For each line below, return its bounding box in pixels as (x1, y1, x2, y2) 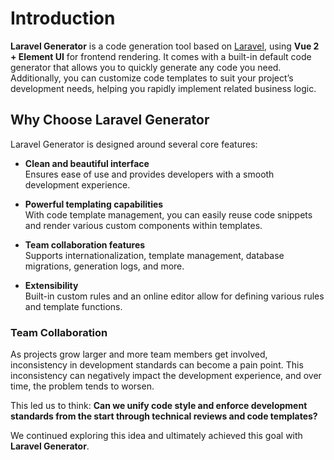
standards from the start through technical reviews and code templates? (10, 410, 318, 422)
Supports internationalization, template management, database (24, 249, 285, 261)
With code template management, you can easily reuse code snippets (24, 208, 313, 221)
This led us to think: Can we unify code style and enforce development (10, 400, 308, 412)
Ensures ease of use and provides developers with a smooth (24, 168, 275, 180)
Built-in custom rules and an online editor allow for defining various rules (24, 290, 325, 302)
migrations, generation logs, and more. (24, 260, 185, 272)
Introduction (10, 7, 116, 30)
